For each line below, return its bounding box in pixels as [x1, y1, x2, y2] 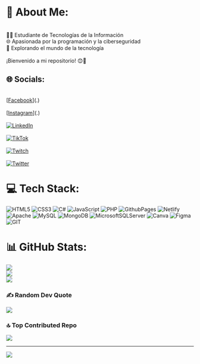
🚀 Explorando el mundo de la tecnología [6, 44, 104, 51]
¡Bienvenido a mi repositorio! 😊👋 [6, 57, 87, 64]
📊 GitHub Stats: [6, 240, 87, 254]
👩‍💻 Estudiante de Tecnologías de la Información [6, 31, 124, 38]
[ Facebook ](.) [6, 97, 40, 104]
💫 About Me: [6, 5, 69, 19]
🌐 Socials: [6, 74, 45, 85]
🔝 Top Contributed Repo [6, 321, 77, 329]
